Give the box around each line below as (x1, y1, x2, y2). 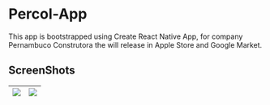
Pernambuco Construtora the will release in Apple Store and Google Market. (8, 40, 263, 49)
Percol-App (8, 5, 88, 23)
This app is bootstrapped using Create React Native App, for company (8, 31, 243, 41)
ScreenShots (8, 64, 75, 78)
